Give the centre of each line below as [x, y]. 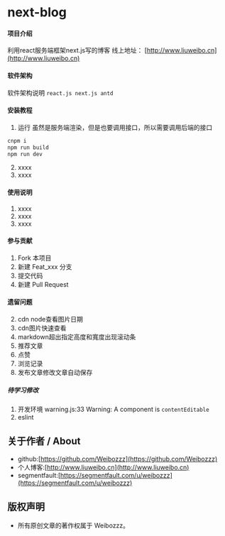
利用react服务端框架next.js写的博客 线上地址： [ [77, 50]
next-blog [37, 12]
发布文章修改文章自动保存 [55, 373]
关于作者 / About [44, 441]
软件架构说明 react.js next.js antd [60, 92]
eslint [26, 417]
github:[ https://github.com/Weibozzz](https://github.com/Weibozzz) [117, 459]
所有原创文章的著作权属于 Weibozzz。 [73, 525]
